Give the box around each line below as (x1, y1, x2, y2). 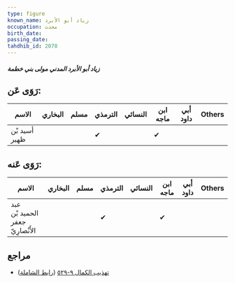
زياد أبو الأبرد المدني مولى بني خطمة (7, 64, 100, 73)
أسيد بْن (10, 126, 34, 136)
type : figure (7, 10, 45, 17)
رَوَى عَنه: (7, 158, 42, 170)
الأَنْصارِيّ (10, 226, 36, 235)
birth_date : (7, 29, 42, 37)
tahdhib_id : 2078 (7, 43, 58, 50)
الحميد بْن (10, 208, 39, 218)
